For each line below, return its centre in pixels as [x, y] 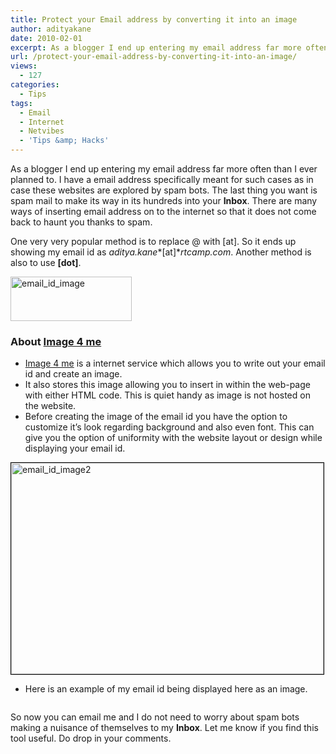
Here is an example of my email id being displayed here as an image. [166, 689]
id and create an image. [73, 374]
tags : [21, 103]
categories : [35, 85]
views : [24, 66]
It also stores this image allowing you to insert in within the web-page [167, 385]
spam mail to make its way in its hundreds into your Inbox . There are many [164, 200]
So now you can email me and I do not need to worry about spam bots [155, 717]
